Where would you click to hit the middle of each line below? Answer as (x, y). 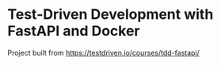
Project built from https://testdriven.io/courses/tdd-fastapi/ (103, 52)
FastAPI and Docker (74, 31)
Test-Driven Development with (110, 14)
